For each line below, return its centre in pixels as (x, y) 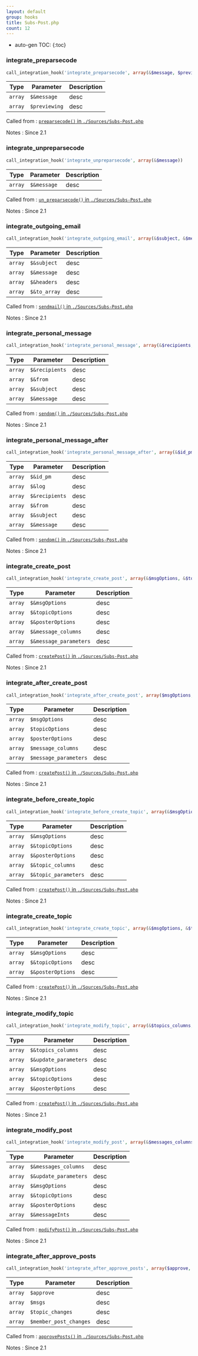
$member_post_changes (60, 1322)
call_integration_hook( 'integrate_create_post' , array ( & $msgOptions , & (96, 579)
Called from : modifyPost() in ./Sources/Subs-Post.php (72, 1229)
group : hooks (22, 17)
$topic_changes (51, 1312)
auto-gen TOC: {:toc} (40, 45)
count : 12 (18, 28)
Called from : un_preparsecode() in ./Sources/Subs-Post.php (79, 199)
